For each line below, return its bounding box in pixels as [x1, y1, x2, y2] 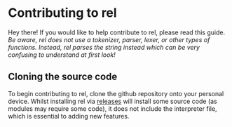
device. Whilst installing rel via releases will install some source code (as [8, 97, 217, 105]
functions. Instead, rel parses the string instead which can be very [8, 43, 200, 51]
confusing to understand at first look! [8, 51, 116, 59]
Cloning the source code [8, 71, 118, 83]
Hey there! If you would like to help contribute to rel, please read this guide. [8, 28, 226, 36]
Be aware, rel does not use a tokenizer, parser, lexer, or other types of [8, 35, 210, 44]
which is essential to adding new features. [8, 112, 130, 120]
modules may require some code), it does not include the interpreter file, [8, 104, 217, 113]
